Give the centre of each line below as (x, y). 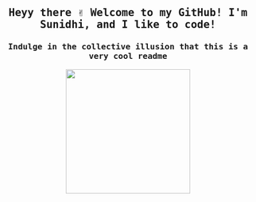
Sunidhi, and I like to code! (128, 25)
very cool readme (128, 56)
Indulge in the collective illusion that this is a (128, 47)
